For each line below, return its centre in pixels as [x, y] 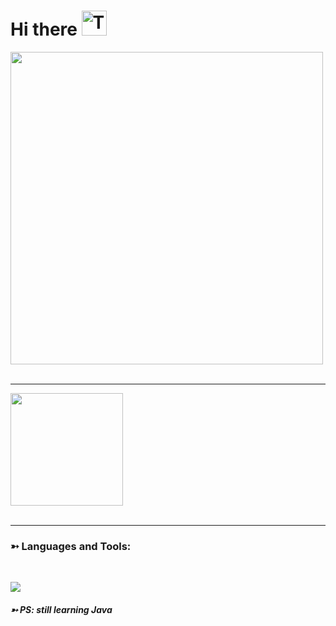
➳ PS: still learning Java [61, 609]
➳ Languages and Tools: [71, 546]
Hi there [44, 29]
